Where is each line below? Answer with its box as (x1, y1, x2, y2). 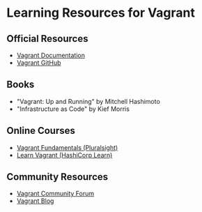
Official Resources (6, 33, 88, 45)
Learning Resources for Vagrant (6, 5, 196, 21)
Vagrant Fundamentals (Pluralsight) (16, 143, 118, 151)
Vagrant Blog (16, 197, 54, 205)
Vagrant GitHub (16, 59, 61, 67)
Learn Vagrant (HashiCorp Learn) (16, 151, 113, 159)
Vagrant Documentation (16, 51, 85, 59)
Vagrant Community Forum (16, 190, 95, 198)
